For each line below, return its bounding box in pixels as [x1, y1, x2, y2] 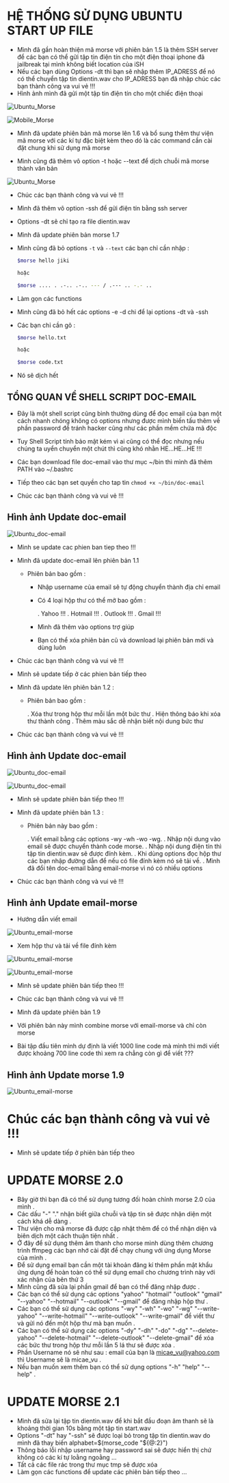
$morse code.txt [16, 359, 64, 366]
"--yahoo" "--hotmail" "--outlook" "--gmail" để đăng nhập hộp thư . [16, 1297, 208, 1305]
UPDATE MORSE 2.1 [7, 1394, 120, 1410]
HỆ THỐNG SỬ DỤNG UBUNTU [7, 8, 183, 24]
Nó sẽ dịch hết [16, 372, 59, 380]
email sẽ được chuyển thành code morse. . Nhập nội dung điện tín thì [27, 842, 222, 850]
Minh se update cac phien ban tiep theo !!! [16, 543, 137, 551]
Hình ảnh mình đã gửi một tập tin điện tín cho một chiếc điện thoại [16, 89, 203, 97]
